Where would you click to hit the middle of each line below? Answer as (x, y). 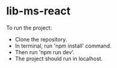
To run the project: (29, 28)
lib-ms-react (38, 11)
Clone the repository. (41, 39)
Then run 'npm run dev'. (45, 52)
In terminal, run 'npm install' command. (63, 46)
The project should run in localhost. (59, 58)
